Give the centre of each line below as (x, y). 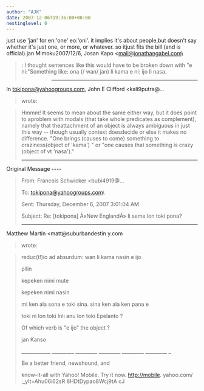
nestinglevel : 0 (27, 23)
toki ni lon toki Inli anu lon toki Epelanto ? (72, 316)
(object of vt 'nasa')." (48, 151)
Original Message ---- (34, 169)
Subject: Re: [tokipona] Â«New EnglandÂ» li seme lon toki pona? (101, 216)
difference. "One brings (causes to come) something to (90, 139)
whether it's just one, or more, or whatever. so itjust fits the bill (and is (93, 47)
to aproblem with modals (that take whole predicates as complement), (109, 119)
